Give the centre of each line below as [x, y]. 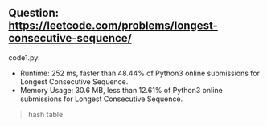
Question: [34, 13]
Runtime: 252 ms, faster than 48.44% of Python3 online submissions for [140, 73]
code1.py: [24, 57]
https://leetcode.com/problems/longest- [113, 26]
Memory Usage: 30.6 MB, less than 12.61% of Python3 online [121, 90]
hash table [45, 114]
